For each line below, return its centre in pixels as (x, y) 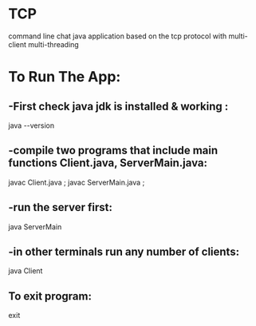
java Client (26, 271)
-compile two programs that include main (113, 151)
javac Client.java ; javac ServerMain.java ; (77, 182)
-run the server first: (61, 207)
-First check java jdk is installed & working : (118, 106)
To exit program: (50, 296)
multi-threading (53, 44)
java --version (31, 125)
